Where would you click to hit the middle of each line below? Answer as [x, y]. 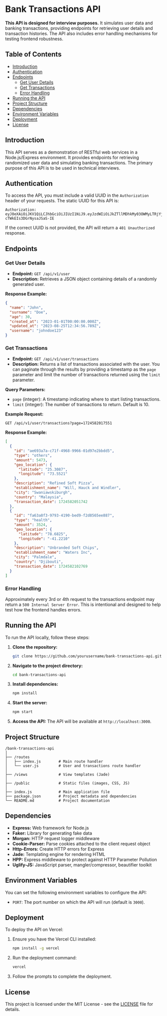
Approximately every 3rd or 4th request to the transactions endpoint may [80, 599]
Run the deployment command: [44, 958]
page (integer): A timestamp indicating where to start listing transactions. [86, 399]
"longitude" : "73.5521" [43, 474]
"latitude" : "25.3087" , [43, 469]
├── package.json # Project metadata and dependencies [71, 796]
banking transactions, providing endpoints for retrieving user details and [79, 28]
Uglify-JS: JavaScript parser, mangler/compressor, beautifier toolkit [82, 865]
